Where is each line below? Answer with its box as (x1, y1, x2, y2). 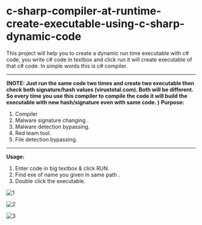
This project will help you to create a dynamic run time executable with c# (6, 49, 189, 56)
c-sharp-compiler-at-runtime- (6, 4, 162, 18)
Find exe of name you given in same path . (14, 171, 120, 178)
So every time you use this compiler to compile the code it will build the (6, 92, 188, 100)
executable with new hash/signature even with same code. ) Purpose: (6, 98, 185, 106)
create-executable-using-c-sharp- (6, 17, 185, 31)
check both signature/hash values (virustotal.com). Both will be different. (6, 86, 194, 93)
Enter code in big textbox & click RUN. (14, 164, 109, 172)
